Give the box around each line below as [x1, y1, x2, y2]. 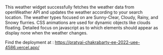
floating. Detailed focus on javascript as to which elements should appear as [5, 25, 158, 31]
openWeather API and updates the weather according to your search [5, 9, 143, 15]
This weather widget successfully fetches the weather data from [5, 4, 135, 10]
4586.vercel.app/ [5, 45, 40, 50]
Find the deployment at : [5, 39, 54, 45]
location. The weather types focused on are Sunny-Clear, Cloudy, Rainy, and [5, 15, 159, 20]
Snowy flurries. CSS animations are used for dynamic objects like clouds [5, 19, 151, 25]
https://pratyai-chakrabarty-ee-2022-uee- [54, 39, 140, 45]
